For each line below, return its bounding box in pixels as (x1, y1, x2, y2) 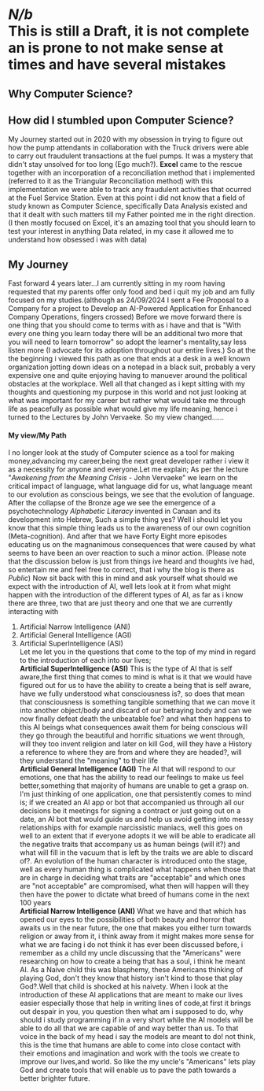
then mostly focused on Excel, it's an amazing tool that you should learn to (14, 218, 256, 227)
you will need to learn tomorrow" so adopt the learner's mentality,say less (8, 337, 247, 347)
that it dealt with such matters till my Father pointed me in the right (8, 210, 223, 220)
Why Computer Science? (8, 87, 134, 100)
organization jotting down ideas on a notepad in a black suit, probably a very (8, 362, 256, 372)
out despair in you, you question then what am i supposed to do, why (19, 1007, 244, 1016)
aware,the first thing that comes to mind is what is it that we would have (19, 672, 253, 682)
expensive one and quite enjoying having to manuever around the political (8, 371, 247, 380)
